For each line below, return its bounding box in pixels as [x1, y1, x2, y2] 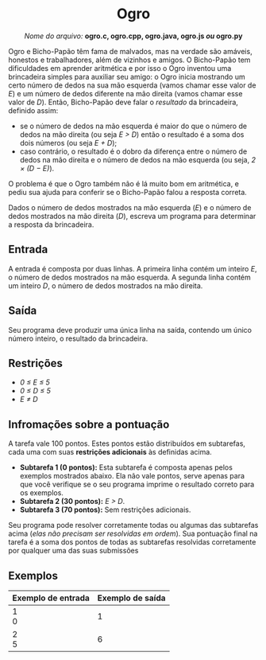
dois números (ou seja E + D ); [19, 138, 118, 147]
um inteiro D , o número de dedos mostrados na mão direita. [8, 280, 203, 291]
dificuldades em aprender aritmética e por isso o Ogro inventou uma [8, 63, 232, 72]
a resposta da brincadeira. [8, 220, 94, 229]
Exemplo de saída [97, 592, 166, 603]
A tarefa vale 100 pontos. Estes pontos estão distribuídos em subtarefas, [8, 439, 246, 448]
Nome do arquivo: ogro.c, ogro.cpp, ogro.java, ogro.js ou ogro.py [24, 31, 243, 41]
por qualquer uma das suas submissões [8, 546, 139, 556]
